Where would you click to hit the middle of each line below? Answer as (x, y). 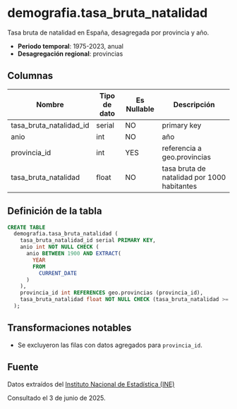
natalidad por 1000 (194, 177)
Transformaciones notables (69, 328)
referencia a (182, 148)
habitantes (180, 186)
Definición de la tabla (55, 211)
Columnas (30, 76)
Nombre (50, 104)
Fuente (23, 367)
